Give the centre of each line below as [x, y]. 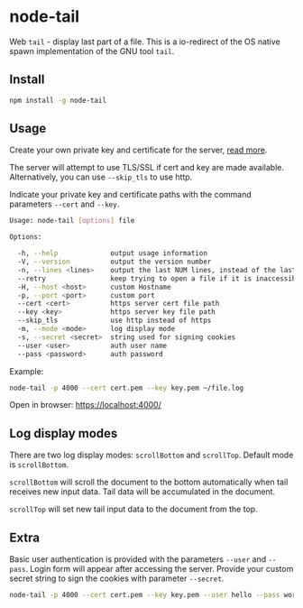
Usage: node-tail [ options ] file [72, 221]
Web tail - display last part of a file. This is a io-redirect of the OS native [145, 41]
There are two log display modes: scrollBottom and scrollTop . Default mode [151, 455]
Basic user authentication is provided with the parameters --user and [138, 559]
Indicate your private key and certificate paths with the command [131, 195]
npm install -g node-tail [58, 100]
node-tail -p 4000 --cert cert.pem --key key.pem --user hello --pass [145, 595]
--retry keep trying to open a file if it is [135, 278]
